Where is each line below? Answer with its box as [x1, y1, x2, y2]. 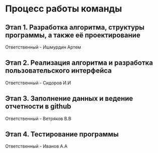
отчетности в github [5, 102, 71, 111]
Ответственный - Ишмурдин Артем [5, 44, 81, 50]
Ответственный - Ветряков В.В [5, 115, 72, 121]
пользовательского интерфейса [5, 66, 112, 75]
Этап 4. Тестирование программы [5, 130, 119, 138]
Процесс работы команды [5, 3, 122, 15]
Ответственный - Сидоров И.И [5, 80, 71, 86]
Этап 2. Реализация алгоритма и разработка [5, 59, 153, 67]
